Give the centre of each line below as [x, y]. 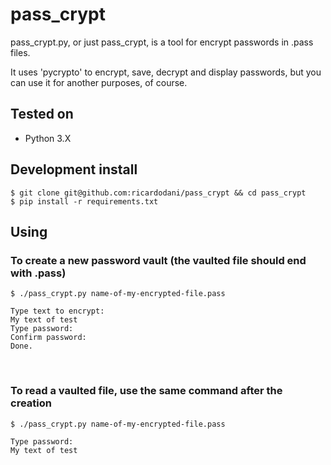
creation [31, 403]
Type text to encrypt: [57, 311]
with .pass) [38, 273]
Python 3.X [48, 138]
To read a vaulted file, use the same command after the [146, 391]
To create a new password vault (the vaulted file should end [158, 260]
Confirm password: [48, 338]
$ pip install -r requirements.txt [84, 201]
